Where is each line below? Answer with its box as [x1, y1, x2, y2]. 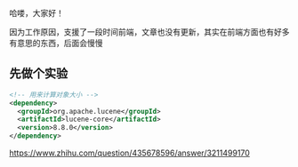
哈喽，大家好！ [9, 8, 64, 18]
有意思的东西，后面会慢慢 [9, 38, 103, 48]
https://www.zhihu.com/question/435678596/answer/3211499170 [9, 147, 251, 158]
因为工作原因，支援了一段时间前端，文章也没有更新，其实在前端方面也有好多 [9, 27, 290, 37]
